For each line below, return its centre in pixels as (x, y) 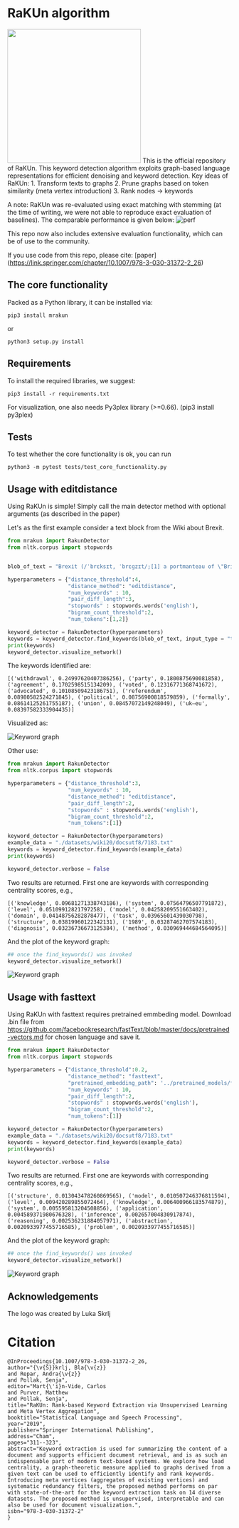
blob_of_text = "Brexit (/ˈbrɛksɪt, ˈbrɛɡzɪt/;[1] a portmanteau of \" (116, 566)
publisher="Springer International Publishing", (81, 1430)
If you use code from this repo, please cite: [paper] (82, 255)
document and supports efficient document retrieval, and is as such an (117, 1455)
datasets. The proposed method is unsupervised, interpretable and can (116, 1499)
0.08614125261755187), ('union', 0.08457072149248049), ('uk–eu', (108, 704)
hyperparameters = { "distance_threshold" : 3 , (74, 784)
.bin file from (26, 1022)
